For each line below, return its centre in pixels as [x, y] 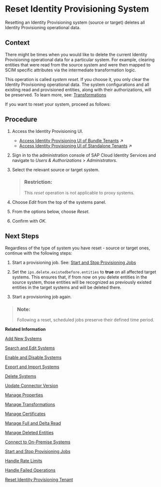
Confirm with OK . [29, 221]
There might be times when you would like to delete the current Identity [76, 54]
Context [17, 43]
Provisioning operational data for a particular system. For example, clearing [80, 60]
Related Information [25, 329]
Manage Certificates [25, 414]
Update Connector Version [32, 385]
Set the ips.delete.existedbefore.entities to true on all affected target [84, 272]
